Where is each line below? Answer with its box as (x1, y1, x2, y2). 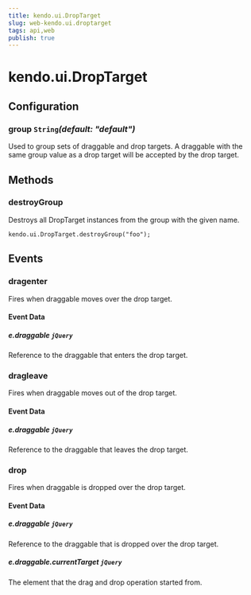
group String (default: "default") (8, 123, 136, 134)
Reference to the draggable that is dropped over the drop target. (8, 539, 219, 549)
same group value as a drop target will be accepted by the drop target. (8, 150, 240, 160)
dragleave (8, 370, 48, 381)
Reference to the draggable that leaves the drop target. (8, 445, 189, 454)
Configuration (8, 99, 79, 113)
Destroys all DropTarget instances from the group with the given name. (8, 215, 240, 224)
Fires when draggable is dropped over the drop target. (8, 483, 187, 492)
